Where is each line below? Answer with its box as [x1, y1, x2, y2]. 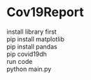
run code [6, 57, 33, 65]
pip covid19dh [6, 50, 47, 58]
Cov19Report [6, 4, 85, 20]
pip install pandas [6, 42, 57, 51]
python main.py [6, 65, 52, 73]
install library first [6, 27, 57, 36]
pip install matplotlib [6, 34, 64, 43]
